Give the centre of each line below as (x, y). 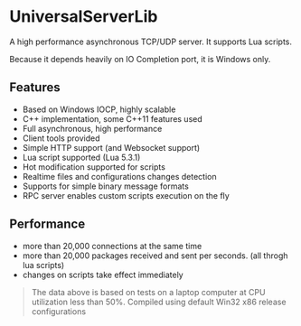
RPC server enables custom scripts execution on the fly (126, 195)
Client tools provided (61, 138)
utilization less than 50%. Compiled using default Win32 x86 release (159, 302)
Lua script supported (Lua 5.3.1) (81, 157)
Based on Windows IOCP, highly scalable (99, 109)
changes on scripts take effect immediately (103, 275)
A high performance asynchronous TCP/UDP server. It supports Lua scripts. (150, 42)
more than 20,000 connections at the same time (112, 246)
